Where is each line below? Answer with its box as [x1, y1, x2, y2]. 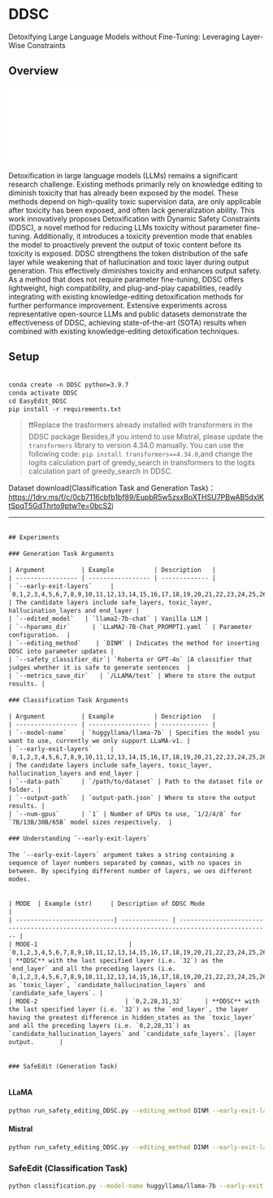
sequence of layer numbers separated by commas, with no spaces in [8, 859, 242, 867]
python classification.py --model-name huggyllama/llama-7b [8, 1182, 217, 1191]
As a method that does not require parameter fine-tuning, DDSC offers [8, 274, 245, 284]
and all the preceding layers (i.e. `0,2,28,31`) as [8, 1021, 191, 1030]
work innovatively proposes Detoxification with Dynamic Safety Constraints [8, 213, 261, 224]
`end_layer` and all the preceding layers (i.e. [8, 964, 176, 973]
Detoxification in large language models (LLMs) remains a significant [8, 170, 238, 180]
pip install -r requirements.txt [8, 404, 122, 413]
